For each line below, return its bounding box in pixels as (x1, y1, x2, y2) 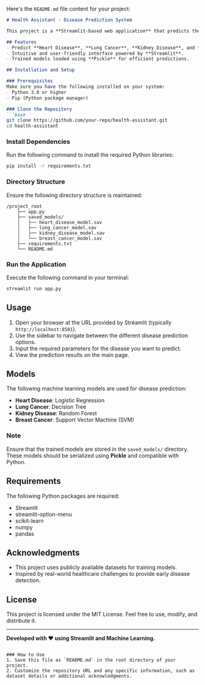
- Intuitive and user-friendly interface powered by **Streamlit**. (6, 50, 184, 57)
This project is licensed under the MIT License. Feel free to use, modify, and (6, 611, 198, 618)
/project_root (6, 203, 43, 209)
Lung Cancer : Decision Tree (15, 403, 87, 411)
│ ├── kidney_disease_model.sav (17, 230, 105, 236)
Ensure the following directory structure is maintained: (6, 192, 143, 199)
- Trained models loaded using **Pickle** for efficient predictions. (6, 56, 190, 62)
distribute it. (6, 617, 37, 625)
